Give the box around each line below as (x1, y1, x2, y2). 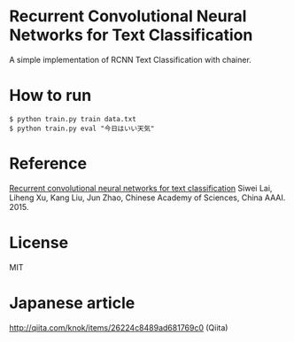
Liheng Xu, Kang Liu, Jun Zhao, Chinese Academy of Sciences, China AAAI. (9, 192, 286, 203)
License (9, 233, 69, 253)
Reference (9, 153, 87, 174)
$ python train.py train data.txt (9, 114, 137, 123)
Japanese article (9, 292, 135, 313)
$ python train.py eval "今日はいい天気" (9, 124, 155, 133)
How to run (9, 86, 92, 105)
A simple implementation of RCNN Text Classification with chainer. (9, 54, 252, 65)
